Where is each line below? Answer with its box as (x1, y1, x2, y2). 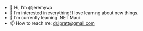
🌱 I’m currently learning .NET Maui (9, 15, 80, 20)
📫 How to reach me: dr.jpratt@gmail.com (9, 20, 95, 26)
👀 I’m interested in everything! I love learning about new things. (9, 10, 139, 15)
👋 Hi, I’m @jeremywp (9, 5, 53, 10)
